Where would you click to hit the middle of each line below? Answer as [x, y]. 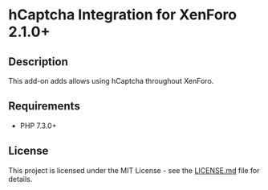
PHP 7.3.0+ [38, 126]
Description [38, 62]
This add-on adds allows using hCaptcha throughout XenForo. [111, 81]
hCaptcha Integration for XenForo [123, 15]
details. [20, 179]
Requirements [44, 106]
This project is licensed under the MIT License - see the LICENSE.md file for [134, 170]
